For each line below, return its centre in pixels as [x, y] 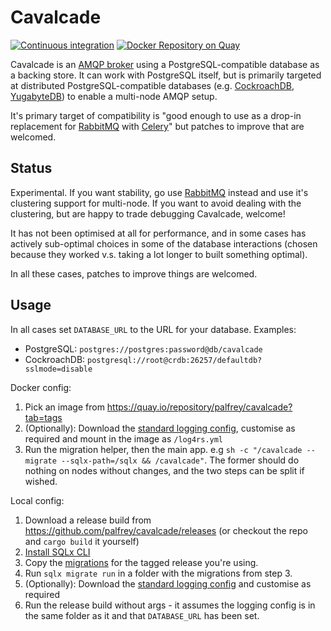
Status [31, 168]
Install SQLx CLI [57, 552]
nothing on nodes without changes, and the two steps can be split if [164, 470]
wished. [41, 481]
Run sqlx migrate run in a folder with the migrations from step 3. [158, 573]
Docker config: [41, 387]
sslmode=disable [58, 369]
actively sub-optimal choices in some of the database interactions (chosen [164, 243]
